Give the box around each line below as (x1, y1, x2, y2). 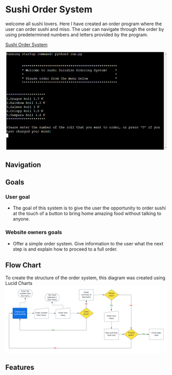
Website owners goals (5, 229, 63, 236)
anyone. (12, 216, 30, 222)
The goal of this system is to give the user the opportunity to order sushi (12, 205, 166, 211)
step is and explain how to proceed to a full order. (12, 246, 118, 252)
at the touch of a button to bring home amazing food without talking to (12, 210, 162, 217)
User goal (5, 193, 30, 201)
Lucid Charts (5, 280, 32, 286)
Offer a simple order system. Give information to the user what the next (12, 240, 164, 246)
